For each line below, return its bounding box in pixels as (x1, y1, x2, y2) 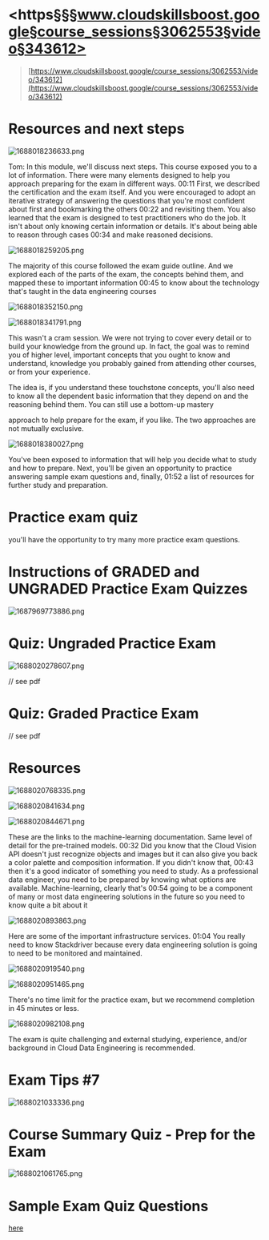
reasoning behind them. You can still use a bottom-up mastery (8, 399, 215, 409)
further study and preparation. (8, 480, 108, 489)
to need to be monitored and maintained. (8, 948, 143, 958)
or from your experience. (8, 367, 90, 376)
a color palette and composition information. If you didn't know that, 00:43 (8, 857, 254, 867)
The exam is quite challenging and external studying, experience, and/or (8, 1034, 247, 1044)
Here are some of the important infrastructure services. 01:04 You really (8, 931, 246, 940)
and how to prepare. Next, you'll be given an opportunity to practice (8, 463, 232, 473)
